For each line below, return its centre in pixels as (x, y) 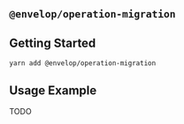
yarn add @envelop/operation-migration (83, 63)
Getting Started (53, 43)
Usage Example (53, 90)
